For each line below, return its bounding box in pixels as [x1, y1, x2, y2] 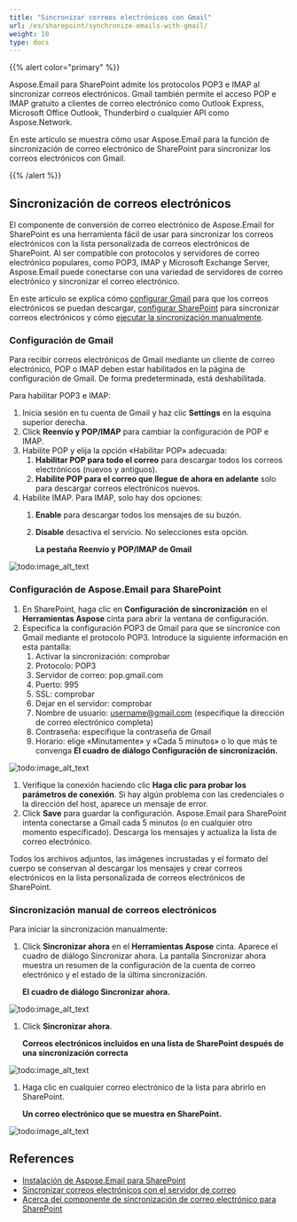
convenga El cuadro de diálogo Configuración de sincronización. [35, 745, 278, 755]
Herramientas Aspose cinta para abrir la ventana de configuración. [21, 613, 269, 624]
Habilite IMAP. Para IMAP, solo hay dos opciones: [21, 493, 203, 503]
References [9, 1151, 74, 1167]
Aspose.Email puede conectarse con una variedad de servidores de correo [9, 267, 284, 278]
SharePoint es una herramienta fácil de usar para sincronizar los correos [9, 229, 274, 240]
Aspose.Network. [9, 117, 73, 128]
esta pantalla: [21, 641, 72, 652]
